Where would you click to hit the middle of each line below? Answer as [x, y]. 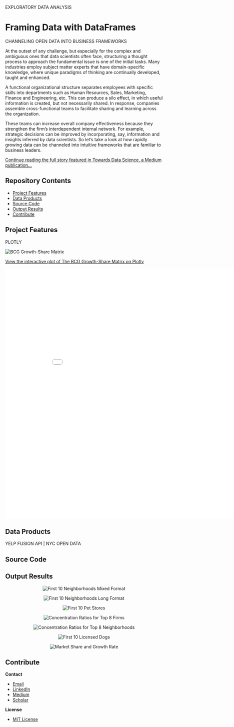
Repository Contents [38, 181]
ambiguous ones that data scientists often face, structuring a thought [76, 56]
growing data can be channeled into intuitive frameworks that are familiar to [83, 145]
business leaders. [23, 150]
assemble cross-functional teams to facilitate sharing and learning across [81, 108]
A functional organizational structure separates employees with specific [79, 87]
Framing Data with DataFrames [70, 28]
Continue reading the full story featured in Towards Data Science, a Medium [83, 160]
